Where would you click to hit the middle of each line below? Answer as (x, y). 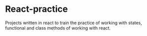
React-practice (37, 9)
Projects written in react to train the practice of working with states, (73, 23)
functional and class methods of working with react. (58, 28)
